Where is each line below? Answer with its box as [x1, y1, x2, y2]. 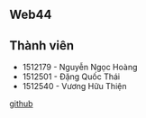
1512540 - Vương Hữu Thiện [22, 81, 127, 92]
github [9, 98, 33, 109]
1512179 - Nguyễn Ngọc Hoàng [22, 62, 138, 73]
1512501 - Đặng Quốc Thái [22, 71, 121, 82]
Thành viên [9, 38, 75, 53]
